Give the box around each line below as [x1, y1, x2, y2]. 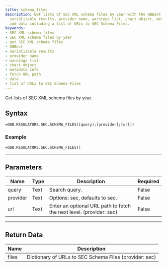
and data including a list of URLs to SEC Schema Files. [9, 21, 130, 26]
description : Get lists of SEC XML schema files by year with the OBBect [5, 12, 162, 17]
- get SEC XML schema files [5, 40, 64, 45]
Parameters [5, 163, 42, 172]
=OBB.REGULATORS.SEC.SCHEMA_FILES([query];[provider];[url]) [5, 122, 135, 127]
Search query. [49, 186, 83, 193]
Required [137, 178, 160, 185]
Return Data [5, 230, 43, 239]
